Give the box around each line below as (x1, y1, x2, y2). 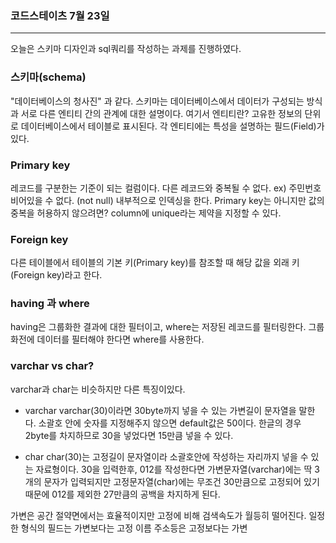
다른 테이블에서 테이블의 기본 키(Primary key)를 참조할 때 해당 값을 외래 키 (10, 257, 300, 269)
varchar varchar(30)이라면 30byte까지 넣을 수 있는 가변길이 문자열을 (24, 404, 297, 416)
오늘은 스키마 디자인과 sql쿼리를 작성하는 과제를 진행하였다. (10, 43, 242, 55)
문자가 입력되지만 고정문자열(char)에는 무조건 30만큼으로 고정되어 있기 (43, 475, 320, 487)
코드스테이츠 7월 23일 (10, 8, 110, 22)
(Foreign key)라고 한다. (10, 269, 103, 281)
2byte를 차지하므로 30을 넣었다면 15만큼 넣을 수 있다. (24, 429, 234, 441)
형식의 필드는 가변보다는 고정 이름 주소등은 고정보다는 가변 (20, 522, 248, 534)
